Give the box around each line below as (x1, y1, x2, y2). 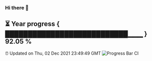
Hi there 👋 (5, 4, 29, 11)
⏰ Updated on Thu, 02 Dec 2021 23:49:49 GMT (5, 50, 101, 56)
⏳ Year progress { (5, 20, 60, 28)
